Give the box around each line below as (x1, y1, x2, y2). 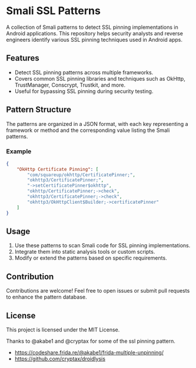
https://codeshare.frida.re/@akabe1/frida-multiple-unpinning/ (14, 349, 164, 356)
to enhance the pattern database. (6, 293, 87, 301)
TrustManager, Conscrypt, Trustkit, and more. (14, 81, 125, 88)
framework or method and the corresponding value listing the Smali (6, 127, 170, 134)
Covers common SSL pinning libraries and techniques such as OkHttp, (14, 75, 185, 82)
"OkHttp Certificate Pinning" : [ (16, 166, 99, 172)
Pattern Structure (6, 105, 72, 115)
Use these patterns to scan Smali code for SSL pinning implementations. (14, 242, 191, 249)
